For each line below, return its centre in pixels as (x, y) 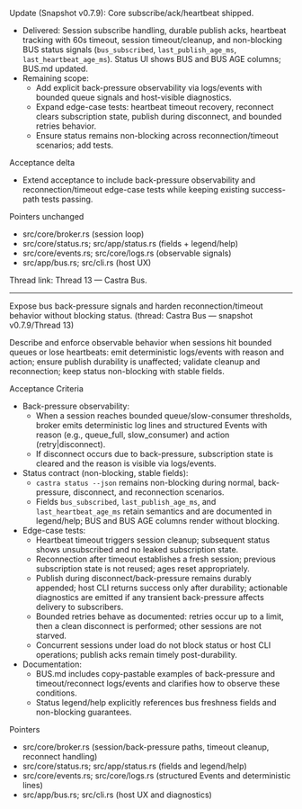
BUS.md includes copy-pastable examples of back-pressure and (155, 674)
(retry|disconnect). (71, 444)
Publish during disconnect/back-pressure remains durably (143, 578)
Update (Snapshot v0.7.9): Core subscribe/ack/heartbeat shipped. (132, 13)
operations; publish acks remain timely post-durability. (137, 655)
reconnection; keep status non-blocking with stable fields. (117, 371)
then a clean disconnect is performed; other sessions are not (149, 626)
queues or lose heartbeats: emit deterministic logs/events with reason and (147, 352)
